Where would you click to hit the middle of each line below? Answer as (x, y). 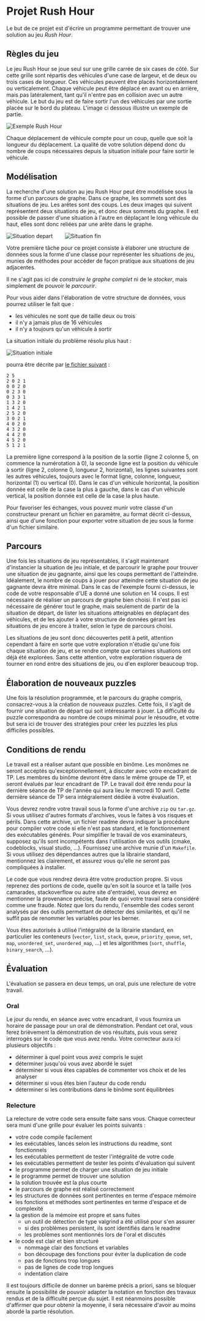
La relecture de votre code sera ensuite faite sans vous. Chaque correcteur (101, 1119)
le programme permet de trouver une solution (73, 1176)
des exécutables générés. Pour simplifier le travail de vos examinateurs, (97, 835)
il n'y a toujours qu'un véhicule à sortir (63, 329)
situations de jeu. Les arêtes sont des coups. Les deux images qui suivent (99, 204)
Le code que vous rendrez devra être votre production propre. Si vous (95, 879)
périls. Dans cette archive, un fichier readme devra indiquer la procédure (98, 822)
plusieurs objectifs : (31, 1046)
